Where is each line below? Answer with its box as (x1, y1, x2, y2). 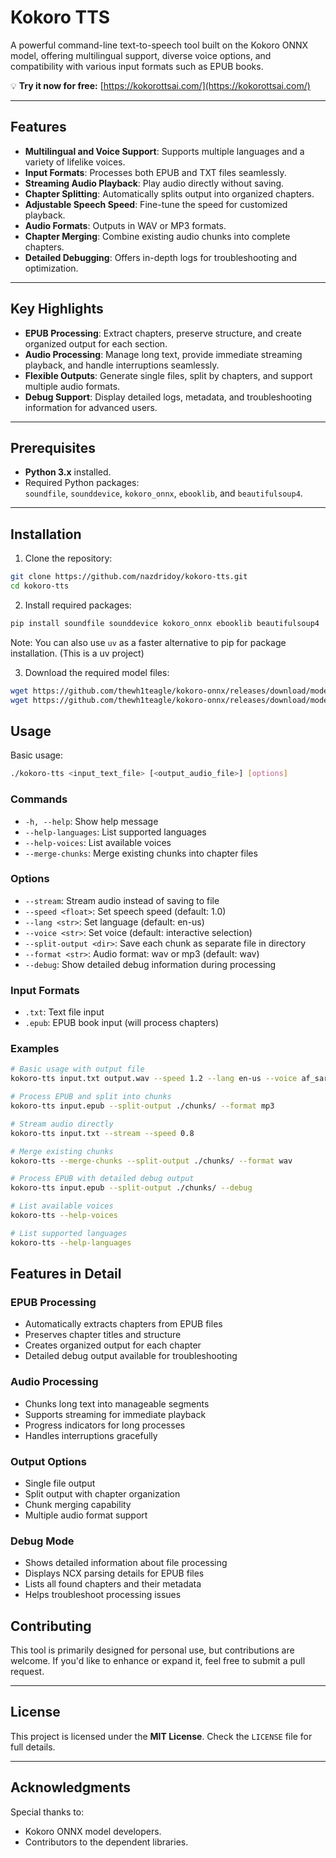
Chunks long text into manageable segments (24, 1397, 210, 1410)
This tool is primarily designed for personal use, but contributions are (10, 1644, 295, 1656)
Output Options (10, 1454, 87, 1468)
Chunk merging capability (24, 1498, 132, 1510)
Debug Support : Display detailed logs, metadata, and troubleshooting (24, 391, 313, 403)
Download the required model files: (24, 666, 170, 678)
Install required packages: (24, 599, 132, 611)
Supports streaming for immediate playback (24, 1408, 207, 1420)
